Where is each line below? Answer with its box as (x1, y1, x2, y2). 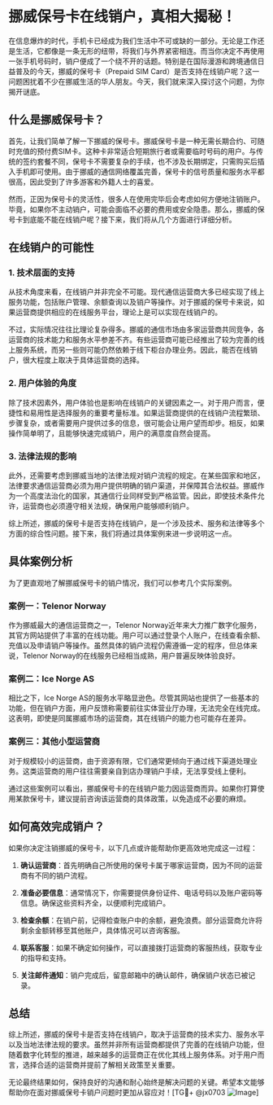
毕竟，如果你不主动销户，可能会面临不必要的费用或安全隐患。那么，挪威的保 (8, 204, 265, 214)
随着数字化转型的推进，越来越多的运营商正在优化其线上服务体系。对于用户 (8, 1050, 258, 1059)
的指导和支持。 (19, 953, 71, 962)
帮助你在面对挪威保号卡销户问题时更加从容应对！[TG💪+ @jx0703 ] (8, 1088, 259, 1098)
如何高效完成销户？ (8, 820, 105, 834)
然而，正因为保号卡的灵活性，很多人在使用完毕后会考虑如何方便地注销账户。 (8, 194, 265, 204)
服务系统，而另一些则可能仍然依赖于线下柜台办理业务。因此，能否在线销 (15, 345, 258, 355)
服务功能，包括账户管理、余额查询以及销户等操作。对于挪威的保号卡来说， (8, 297, 258, 307)
